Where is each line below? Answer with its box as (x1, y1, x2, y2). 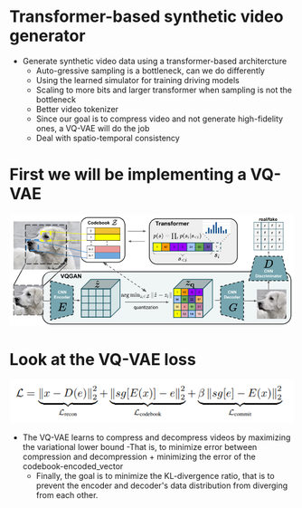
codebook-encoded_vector (22, 461, 124, 472)
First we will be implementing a (9, 165, 247, 185)
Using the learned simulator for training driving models (35, 74, 240, 85)
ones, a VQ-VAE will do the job (35, 122, 150, 133)
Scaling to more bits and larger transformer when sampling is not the (35, 84, 292, 95)
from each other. (35, 490, 99, 501)
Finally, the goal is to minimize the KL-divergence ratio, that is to (35, 471, 275, 482)
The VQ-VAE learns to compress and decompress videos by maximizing (22, 432, 291, 443)
